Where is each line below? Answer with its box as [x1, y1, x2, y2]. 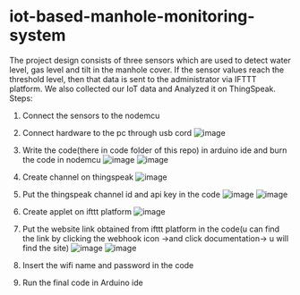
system [9, 25, 66, 46]
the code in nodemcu [21, 154, 101, 164]
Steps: [9, 92, 33, 104]
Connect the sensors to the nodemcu [21, 110, 160, 121]
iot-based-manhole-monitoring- [9, 6, 255, 27]
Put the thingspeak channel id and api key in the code [21, 189, 221, 199]
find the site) [21, 242, 70, 253]
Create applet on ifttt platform [21, 206, 133, 216]
